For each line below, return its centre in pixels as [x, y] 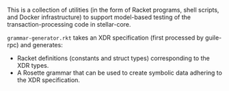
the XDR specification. [49, 80]
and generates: [41, 45]
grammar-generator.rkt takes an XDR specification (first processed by [105, 38]
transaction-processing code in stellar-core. [69, 24]
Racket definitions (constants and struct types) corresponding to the [113, 58]
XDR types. [33, 65]
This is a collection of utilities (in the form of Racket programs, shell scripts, [113, 10]
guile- [213, 38]
